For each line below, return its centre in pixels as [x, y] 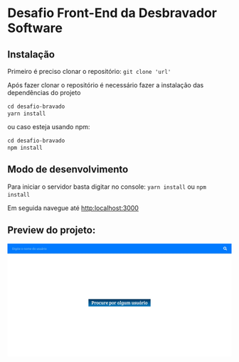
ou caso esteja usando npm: [49, 127]
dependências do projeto [44, 93]
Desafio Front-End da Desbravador [112, 13]
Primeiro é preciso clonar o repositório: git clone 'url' [89, 71]
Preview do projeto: [52, 230]
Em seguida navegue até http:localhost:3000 [73, 208]
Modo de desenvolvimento [68, 169]
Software [35, 28]
